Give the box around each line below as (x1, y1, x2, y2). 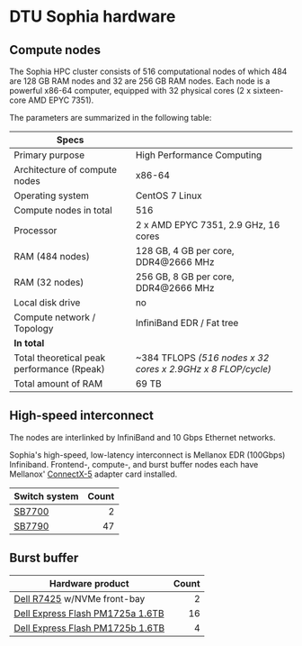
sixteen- (253, 86, 284, 96)
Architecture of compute (13, 164, 118, 176)
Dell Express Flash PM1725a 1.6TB (13, 606, 164, 619)
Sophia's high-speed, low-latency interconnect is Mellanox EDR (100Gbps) (9, 449, 286, 460)
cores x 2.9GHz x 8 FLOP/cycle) (135, 363, 272, 375)
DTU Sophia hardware (9, 6, 176, 27)
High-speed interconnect (9, 408, 155, 423)
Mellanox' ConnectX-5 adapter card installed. (9, 469, 178, 479)
